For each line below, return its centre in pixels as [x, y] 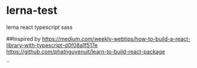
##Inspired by [23, 39]
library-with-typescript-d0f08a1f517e [52, 45]
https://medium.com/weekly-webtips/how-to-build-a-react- [116, 39]
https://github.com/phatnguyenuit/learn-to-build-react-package [86, 51]
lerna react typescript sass [39, 27]
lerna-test [32, 11]
